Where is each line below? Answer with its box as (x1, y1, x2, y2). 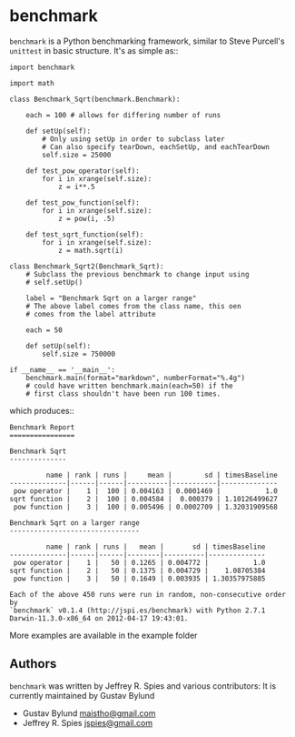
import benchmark (9, 63, 75, 72)
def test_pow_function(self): (25, 197, 141, 207)
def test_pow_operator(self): (25, 166, 141, 176)
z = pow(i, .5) (57, 214, 116, 223)
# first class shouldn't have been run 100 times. (25, 389, 221, 399)
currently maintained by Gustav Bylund (9, 690, 155, 701)
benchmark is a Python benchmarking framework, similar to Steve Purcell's (9, 35, 285, 46)
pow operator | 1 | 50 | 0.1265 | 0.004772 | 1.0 (13, 558, 266, 567)
